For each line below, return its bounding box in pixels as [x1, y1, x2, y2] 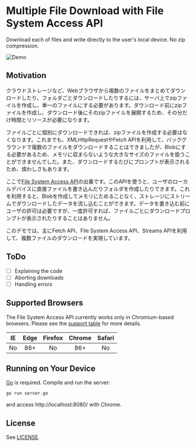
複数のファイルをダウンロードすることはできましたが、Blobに [31, 143, 181, 150]
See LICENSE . [6, 434, 40, 441]
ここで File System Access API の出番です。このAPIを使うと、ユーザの [6, 178, 173, 185]
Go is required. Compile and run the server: [6, 379, 111, 386]
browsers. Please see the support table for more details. [6, 320, 142, 327]
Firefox [43, 333, 63, 342]
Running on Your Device [6, 363, 95, 373]
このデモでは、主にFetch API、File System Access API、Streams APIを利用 [6, 227, 187, 234]
